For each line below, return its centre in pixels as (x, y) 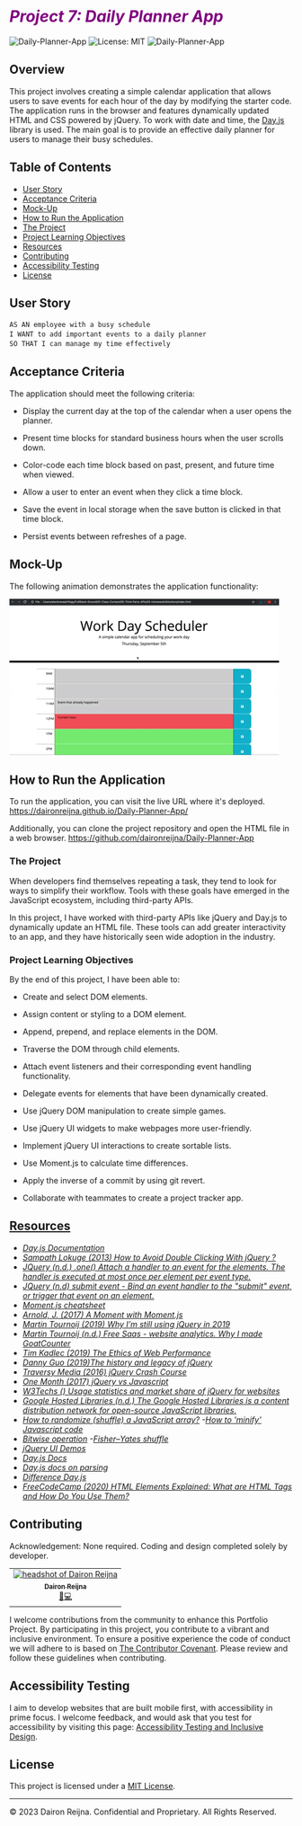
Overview (37, 70)
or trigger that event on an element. (88, 1295)
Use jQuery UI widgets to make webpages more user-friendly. (137, 1129)
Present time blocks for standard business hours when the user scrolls (153, 438)
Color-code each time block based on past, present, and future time (148, 465)
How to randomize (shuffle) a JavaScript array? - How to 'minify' (142, 1419)
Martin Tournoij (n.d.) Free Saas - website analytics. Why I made (142, 1334)
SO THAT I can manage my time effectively (90, 344)
